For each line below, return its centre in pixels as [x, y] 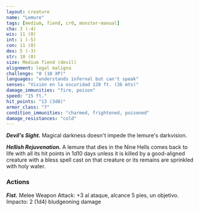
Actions [18, 182]
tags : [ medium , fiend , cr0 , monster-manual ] [63, 23]
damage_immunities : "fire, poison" [51, 90]
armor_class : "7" [28, 107]
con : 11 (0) [21, 46]
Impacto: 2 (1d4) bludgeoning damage [54, 201]
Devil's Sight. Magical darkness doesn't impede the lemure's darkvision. [97, 136]
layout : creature [28, 12]
